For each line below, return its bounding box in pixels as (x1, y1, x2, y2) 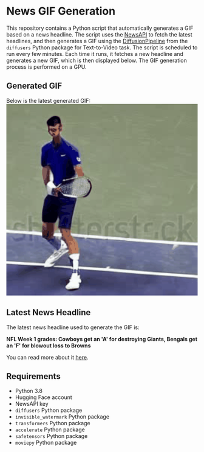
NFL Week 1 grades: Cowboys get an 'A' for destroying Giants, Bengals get (6, 335, 198, 342)
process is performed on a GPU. (6, 63, 87, 71)
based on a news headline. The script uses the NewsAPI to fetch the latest (6, 30, 192, 38)
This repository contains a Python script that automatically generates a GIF (6, 24, 194, 32)
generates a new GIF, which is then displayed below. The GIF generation (6, 57, 187, 64)
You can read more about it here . (6, 353, 89, 361)
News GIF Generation (6, 4, 116, 18)
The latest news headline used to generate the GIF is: (6, 324, 140, 331)
